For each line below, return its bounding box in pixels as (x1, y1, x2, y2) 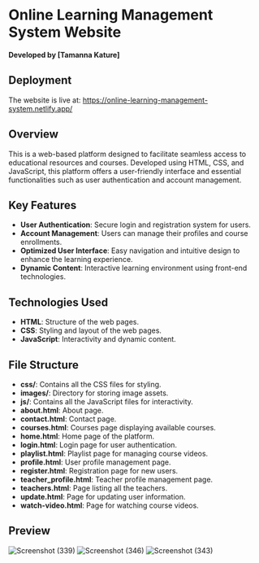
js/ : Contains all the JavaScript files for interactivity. (19, 397, 193, 406)
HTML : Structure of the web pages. (19, 317, 140, 327)
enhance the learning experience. (19, 255, 133, 264)
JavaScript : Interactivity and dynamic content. (19, 334, 176, 344)
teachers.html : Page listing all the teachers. (19, 483, 168, 493)
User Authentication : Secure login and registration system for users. (19, 220, 252, 229)
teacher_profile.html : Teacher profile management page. (19, 474, 214, 484)
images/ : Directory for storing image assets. (19, 388, 169, 398)
